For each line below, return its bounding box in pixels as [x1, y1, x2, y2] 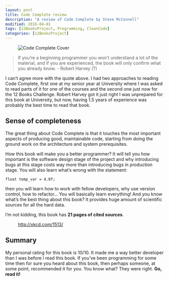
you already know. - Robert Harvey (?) [17, 65, 98, 71]
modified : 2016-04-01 [5, 21, 51, 27]
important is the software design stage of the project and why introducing [5, 156, 159, 162]
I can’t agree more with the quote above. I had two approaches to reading [5, 75, 158, 81]
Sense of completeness [5, 117, 81, 126]
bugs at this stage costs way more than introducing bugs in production [5, 162, 153, 168]
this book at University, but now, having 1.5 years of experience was [5, 97, 147, 103]
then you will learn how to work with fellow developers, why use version [5, 185, 155, 191]
